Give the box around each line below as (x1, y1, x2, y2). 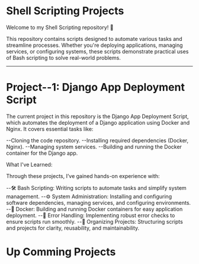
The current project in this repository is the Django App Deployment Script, (6, 113, 189, 120)
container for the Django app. (6, 150, 78, 157)
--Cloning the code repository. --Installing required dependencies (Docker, (6, 136, 188, 144)
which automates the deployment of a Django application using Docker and (6, 119, 190, 126)
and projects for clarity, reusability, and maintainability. (6, 224, 140, 231)
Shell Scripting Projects (6, 4, 124, 18)
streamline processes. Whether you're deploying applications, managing (6, 42, 183, 49)
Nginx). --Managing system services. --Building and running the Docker (6, 143, 182, 150)
